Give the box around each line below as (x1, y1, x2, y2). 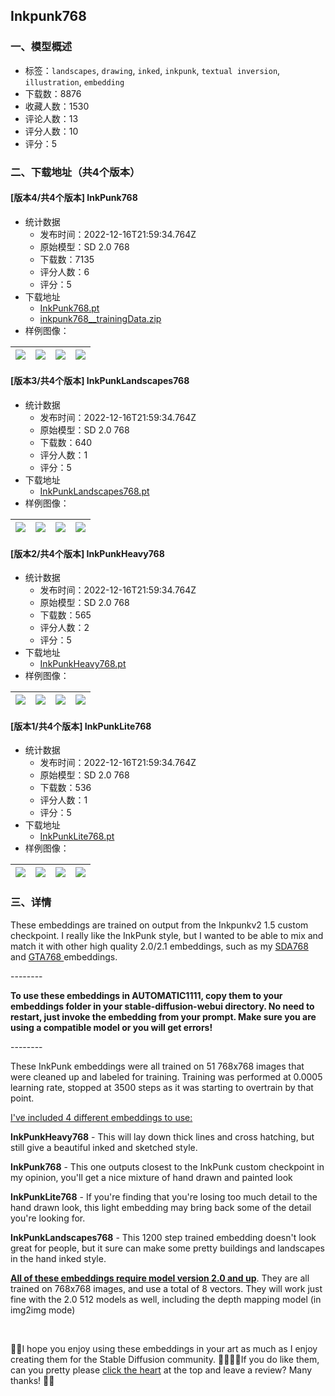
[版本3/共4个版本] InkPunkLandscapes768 (10, 375, 190, 387)
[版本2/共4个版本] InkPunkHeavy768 (10, 547, 165, 559)
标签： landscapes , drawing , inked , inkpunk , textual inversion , (24, 64, 281, 76)
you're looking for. (10, 1212, 86, 1224)
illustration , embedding (24, 75, 125, 88)
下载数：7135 (39, 253, 95, 265)
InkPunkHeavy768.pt (39, 658, 127, 670)
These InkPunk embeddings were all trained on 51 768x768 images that (10, 1060, 305, 1072)
